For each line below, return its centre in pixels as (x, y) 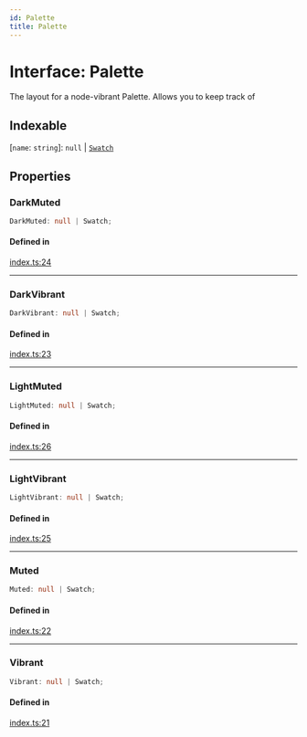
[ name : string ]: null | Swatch (62, 148)
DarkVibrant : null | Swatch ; (65, 313)
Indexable (38, 126)
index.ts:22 (31, 630)
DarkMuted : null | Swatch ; (61, 221)
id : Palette (32, 18)
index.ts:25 (31, 539)
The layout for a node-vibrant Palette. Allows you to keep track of (132, 97)
